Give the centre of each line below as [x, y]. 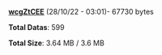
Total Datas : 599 [36, 27]
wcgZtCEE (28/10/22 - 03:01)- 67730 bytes [81, 12]
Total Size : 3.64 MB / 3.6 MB [57, 43]
